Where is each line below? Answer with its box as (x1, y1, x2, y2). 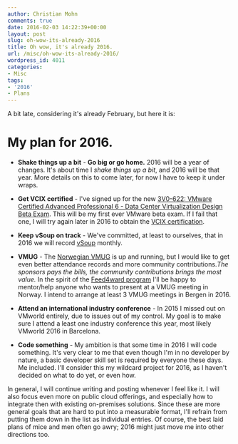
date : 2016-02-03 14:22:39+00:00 (7, 24, 107, 31)
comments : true (7, 17, 53, 24)
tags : (7, 76, 24, 84)
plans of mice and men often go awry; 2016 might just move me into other (7, 423, 224, 431)
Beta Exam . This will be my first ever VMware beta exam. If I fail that (17, 210, 218, 218)
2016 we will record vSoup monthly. (17, 239, 123, 247)
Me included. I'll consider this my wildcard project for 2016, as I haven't (17, 363, 227, 372)
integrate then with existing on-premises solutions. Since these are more (7, 400, 221, 408)
